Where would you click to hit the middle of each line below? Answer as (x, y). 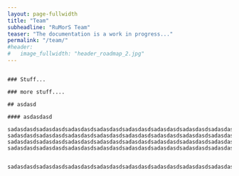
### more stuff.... (36, 92)
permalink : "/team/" (38, 41)
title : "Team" (28, 21)
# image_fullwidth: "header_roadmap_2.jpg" (76, 54)
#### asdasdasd (30, 117)
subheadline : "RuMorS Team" (49, 27)
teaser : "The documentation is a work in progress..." (90, 34)
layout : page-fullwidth (43, 14)
